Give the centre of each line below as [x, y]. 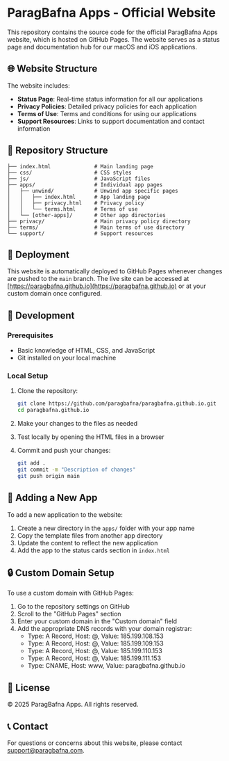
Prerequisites [30, 335]
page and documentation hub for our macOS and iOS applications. [102, 47]
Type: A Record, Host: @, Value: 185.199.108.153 [96, 636]
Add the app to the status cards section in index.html [93, 550]
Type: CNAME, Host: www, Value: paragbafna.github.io [107, 666]
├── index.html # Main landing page [80, 166]
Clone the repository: [48, 391]
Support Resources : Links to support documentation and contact [111, 121]
